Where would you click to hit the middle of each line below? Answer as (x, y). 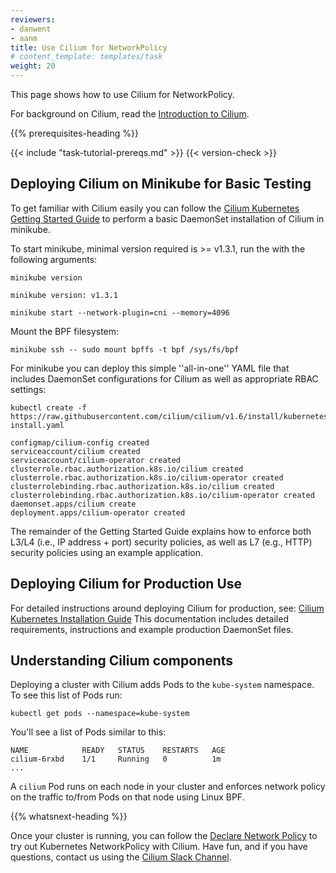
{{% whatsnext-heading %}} (69, 817)
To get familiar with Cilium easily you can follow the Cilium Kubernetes (155, 208)
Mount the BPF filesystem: (65, 331)
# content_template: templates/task (86, 57)
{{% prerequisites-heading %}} (74, 133)
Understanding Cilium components (122, 661)
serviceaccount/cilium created (75, 451)
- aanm (24, 38)
